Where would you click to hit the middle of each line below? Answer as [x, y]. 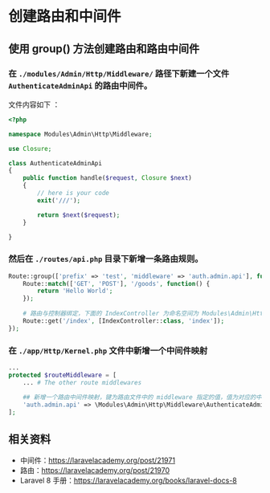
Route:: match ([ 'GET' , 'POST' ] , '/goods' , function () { [117, 283]
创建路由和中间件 [65, 16]
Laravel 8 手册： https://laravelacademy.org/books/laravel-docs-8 [128, 480]
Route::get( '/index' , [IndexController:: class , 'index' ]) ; [124, 321]
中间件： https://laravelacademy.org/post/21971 [97, 460]
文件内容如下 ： [34, 104]
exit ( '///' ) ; [59, 200]
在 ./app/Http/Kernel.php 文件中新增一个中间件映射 [108, 350]
